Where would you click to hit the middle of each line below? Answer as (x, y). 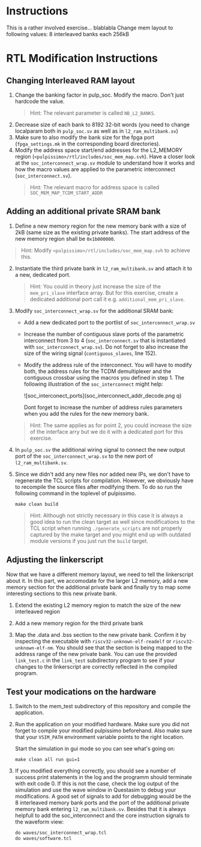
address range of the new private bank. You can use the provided (96, 654)
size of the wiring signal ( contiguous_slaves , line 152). (90, 353)
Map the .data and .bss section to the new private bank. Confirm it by (100, 634)
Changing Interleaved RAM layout (70, 80)
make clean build (37, 504)
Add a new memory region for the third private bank (79, 623)
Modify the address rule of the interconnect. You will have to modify (108, 365)
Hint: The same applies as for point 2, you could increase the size (111, 425)
